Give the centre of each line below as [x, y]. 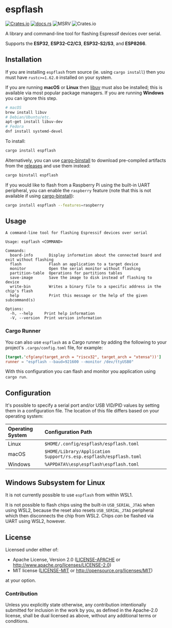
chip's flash [19, 291]
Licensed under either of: [32, 550]
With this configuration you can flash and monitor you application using [81, 371]
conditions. [17, 621]
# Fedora [15, 127]
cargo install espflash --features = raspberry [55, 205]
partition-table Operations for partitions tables [66, 273]
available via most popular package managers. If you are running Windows [84, 93]
